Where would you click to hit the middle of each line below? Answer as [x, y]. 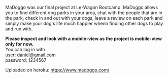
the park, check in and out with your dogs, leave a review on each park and [84, 18]
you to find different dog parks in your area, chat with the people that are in [84, 13]
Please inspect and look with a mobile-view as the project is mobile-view [84, 38]
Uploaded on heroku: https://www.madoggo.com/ [57, 70]
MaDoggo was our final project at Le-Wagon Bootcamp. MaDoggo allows [82, 7]
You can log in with [25, 49]
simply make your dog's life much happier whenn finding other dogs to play [84, 23]
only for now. [20, 44]
